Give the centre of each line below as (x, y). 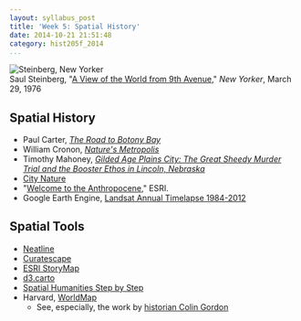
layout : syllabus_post (52, 18)
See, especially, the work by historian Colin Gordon (132, 306)
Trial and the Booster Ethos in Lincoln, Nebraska (114, 169)
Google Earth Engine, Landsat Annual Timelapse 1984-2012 (134, 198)
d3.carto (39, 278)
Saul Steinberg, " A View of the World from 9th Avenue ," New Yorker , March (150, 80)
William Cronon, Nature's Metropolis (91, 150)
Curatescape (47, 258)
